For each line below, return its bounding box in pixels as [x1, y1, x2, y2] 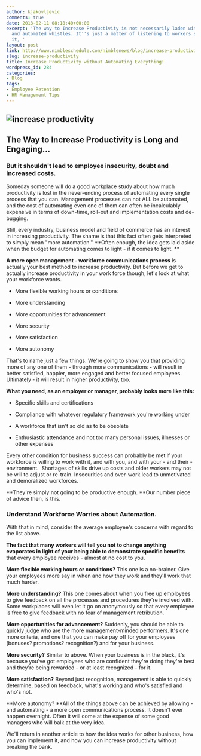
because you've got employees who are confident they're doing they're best [6, 658, 195, 665]
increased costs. [6, 169, 56, 177]
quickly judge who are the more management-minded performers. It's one [6, 627, 190, 634]
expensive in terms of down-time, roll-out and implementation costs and [6, 208, 184, 215]
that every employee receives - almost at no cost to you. [6, 554, 145, 562]
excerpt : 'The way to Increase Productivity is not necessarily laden [6, 25, 186, 32]
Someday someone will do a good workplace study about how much [6, 183, 175, 190]
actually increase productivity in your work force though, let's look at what [6, 270, 190, 277]
